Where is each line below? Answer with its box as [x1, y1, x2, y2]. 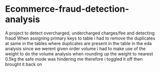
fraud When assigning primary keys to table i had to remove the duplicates [5, 35, 156, 41]
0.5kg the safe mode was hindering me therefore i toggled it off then [5, 56, 143, 62]
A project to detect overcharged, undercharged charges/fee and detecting [5, 30, 155, 36]
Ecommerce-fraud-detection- [5, 3, 130, 15]
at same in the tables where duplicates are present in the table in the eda [5, 40, 152, 46]
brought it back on [5, 61, 43, 67]
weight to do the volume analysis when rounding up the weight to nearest [5, 50, 153, 57]
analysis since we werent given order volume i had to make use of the [5, 46, 146, 51]
